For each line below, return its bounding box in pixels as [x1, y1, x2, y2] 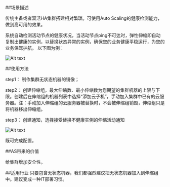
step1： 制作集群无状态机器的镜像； [5, 77, 79, 82]
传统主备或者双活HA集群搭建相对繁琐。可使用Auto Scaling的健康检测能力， [5, 15, 162, 21]
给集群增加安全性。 [5, 159, 46, 165]
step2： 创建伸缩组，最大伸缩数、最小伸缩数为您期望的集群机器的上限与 [5, 87, 156, 93]
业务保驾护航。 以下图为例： [5, 45, 64, 51]
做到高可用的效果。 [5, 22, 46, 27]
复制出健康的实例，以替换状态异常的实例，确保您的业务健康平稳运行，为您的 [5, 39, 165, 45]
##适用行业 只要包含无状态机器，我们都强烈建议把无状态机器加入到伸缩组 [5, 170, 158, 176]
